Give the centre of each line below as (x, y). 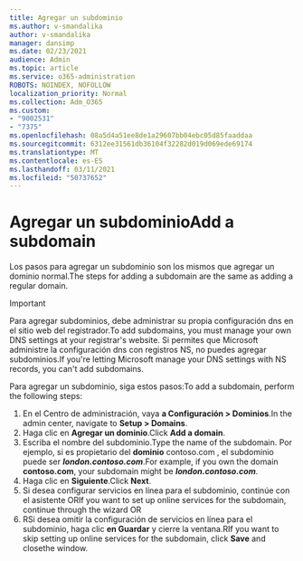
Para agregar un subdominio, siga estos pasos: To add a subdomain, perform (152, 386)
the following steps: (46, 396)
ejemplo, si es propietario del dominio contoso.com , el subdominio (148, 452)
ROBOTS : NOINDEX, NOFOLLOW (60, 85)
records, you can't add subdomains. (77, 369)
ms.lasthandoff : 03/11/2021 (62, 169)
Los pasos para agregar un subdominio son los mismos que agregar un (142, 267)
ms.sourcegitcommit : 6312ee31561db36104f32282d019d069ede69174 (131, 144)
